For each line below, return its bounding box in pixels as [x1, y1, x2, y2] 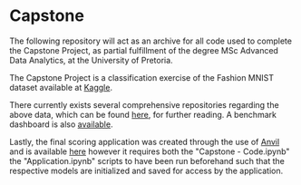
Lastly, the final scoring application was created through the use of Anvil [9, 136, 280, 147]
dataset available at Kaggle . [9, 82, 113, 92]
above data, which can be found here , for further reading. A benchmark [9, 109, 277, 120]
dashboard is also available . [9, 119, 113, 130]
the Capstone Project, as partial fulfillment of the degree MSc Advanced [9, 44, 279, 55]
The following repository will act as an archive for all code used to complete [9, 35, 293, 46]
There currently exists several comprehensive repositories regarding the [9, 99, 279, 110]
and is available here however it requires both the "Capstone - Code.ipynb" [9, 146, 290, 157]
